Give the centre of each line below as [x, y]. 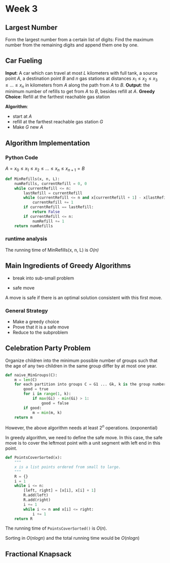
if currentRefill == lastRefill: [59, 207]
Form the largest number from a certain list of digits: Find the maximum [79, 39]
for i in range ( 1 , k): [47, 394]
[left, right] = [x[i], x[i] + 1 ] [60, 491]
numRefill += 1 [48, 221]
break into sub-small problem [43, 278]
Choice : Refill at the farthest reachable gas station [58, 97]
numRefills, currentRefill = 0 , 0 [51, 183]
